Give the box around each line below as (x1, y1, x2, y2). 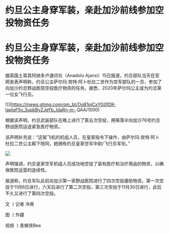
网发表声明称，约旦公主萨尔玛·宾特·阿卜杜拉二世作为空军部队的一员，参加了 (5, 79, 162, 85)
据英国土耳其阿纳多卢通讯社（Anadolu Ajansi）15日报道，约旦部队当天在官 (5, 73, 160, 79)
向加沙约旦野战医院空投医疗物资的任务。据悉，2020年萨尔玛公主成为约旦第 (5, 85, 162, 91)
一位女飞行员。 (5, 91, 36, 97)
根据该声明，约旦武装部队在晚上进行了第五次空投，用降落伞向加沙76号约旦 (5, 117, 160, 124)
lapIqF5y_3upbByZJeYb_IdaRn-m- (5, 107, 76, 113)
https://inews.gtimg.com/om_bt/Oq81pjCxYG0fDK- (11, 101, 116, 107)
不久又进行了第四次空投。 (5, 190, 58, 197)
